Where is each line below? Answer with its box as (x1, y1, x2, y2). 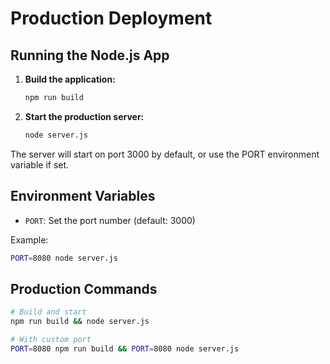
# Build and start (10, 307, 87, 317)
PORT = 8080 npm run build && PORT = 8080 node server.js (10, 343, 240, 354)
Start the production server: (24, 110, 145, 122)
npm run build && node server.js (10, 317, 150, 327)
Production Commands (10, 280, 158, 297)
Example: (10, 233, 49, 246)
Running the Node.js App (10, 47, 170, 64)
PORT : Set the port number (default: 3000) (24, 214, 196, 226)
